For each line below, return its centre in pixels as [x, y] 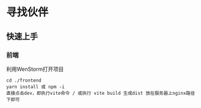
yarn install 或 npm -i [35, 87]
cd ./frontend [24, 80]
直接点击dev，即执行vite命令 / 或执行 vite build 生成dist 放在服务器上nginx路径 [100, 93]
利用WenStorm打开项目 [35, 69]
